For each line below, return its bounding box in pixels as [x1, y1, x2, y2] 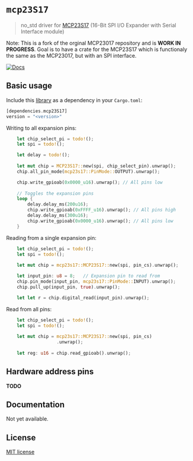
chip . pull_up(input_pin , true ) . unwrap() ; [17, 284, 120, 290]
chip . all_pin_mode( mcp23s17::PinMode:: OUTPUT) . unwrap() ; [17, 168, 160, 175]
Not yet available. [6, 415, 49, 422]
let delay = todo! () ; [17, 152, 70, 158]
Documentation [6, 399, 65, 409]
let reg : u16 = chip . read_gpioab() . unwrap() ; [17, 350, 131, 356]
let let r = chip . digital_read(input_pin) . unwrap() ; [17, 295, 150, 301]
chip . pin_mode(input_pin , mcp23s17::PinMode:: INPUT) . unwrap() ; [17, 279, 176, 285]
